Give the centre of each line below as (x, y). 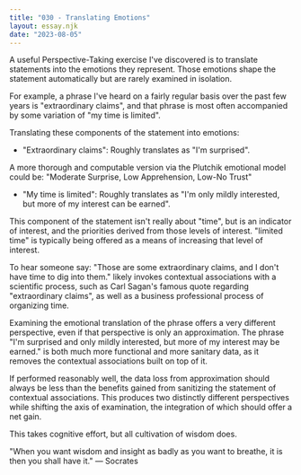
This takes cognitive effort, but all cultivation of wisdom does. (124, 434)
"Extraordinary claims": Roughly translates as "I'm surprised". (136, 150)
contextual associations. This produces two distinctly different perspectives (150, 398)
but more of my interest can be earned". (96, 204)
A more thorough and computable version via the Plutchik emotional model (148, 168)
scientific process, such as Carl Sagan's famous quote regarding (129, 286)
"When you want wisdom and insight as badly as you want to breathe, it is (146, 452)
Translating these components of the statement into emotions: (124, 133)
